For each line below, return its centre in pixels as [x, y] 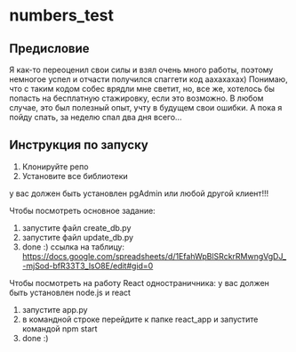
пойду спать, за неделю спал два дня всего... [96, 117]
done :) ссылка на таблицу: [73, 247]
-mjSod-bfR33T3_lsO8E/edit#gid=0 [88, 266]
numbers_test [61, 16]
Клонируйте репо [55, 167]
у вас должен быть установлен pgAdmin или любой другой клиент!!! [139, 193]
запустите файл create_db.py [76, 227]
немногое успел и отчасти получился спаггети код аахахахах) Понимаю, [148, 79]
